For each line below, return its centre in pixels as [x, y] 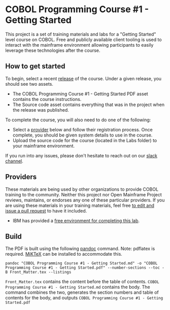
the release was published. [41, 110]
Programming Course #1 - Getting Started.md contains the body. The [78, 287]
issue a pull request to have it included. [46, 211]
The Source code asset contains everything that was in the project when [89, 105]
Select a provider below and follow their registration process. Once [83, 129]
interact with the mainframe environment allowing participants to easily [79, 45]
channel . [14, 161]
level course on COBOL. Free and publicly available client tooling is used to [83, 40]
